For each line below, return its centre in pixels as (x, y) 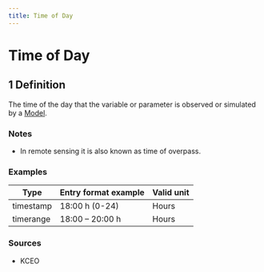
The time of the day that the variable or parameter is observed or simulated (132, 104)
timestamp (32, 206)
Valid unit (171, 193)
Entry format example (102, 193)
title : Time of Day (41, 16)
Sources (25, 243)
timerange (32, 219)
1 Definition (37, 85)
